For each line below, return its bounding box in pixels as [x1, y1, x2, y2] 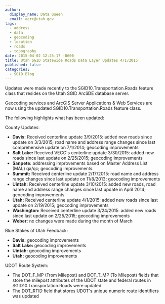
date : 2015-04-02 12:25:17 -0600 [5, 53, 74, 58]
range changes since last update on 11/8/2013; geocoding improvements [12, 176, 161, 182]
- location [9, 40, 32, 44]
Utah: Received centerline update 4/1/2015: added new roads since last [12, 197, 158, 203]
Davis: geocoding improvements [12, 237, 79, 243]
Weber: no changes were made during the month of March [12, 218, 133, 224]
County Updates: [5, 124, 40, 130]
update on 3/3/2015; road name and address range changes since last [12, 139, 156, 145]
